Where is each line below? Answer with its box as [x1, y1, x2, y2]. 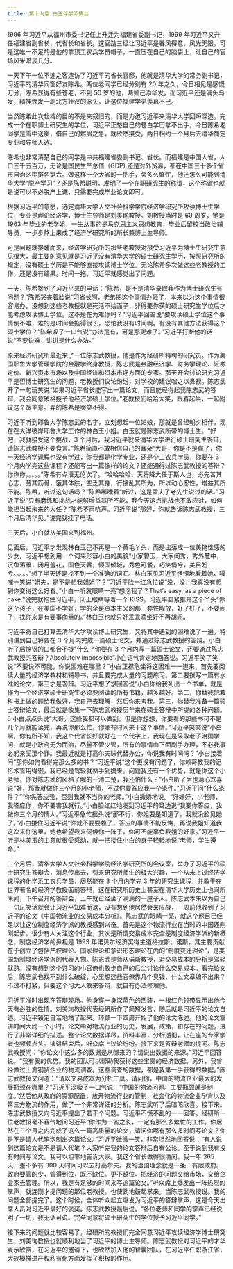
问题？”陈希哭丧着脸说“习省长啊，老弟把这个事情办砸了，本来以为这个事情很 [7, 293, 225, 301]
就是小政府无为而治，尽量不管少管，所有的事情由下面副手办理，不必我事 [19, 740, 226, 748]
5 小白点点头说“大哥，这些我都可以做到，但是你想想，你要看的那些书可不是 [7, 714, 222, 722]
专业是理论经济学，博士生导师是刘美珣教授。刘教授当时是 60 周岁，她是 [19, 211, 225, 219]
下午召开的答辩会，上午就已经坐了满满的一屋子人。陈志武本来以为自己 [25, 894, 226, 903]
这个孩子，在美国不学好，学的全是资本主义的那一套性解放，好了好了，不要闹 [7, 604, 226, 612]
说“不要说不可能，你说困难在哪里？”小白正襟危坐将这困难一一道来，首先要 [7, 662, 220, 670]
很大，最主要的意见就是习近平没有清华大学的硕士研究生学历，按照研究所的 [12, 252, 226, 260]
